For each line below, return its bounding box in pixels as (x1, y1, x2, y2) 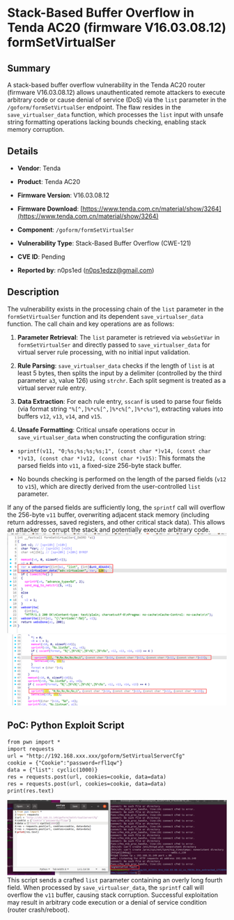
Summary (7, 62, 51, 74)
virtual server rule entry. (17, 384, 87, 392)
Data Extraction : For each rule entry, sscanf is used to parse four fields (17, 397, 221, 405)
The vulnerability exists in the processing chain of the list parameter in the (7, 305, 224, 313)
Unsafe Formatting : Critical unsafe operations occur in (17, 425, 175, 434)
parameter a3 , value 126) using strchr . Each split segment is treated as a (17, 376, 226, 384)
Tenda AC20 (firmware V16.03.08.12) (7, 20, 226, 36)
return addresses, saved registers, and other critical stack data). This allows (7, 518, 225, 526)
